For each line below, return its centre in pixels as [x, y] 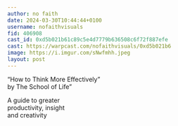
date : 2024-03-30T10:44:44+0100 [55, 20]
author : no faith [33, 14]
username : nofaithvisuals [45, 27]
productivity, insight [36, 107]
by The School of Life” [40, 86]
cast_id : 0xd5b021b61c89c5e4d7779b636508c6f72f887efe [88, 40]
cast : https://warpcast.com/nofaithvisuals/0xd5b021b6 [89, 46]
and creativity [27, 115]
